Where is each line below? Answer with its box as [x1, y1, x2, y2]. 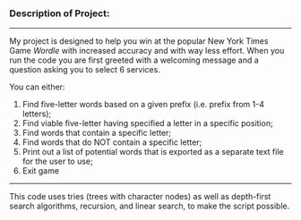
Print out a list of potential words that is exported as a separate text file [21, 147, 284, 157]
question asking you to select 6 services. [9, 64, 161, 75]
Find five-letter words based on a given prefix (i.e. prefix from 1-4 [21, 99, 264, 110]
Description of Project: [9, 7, 110, 20]
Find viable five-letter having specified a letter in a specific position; [21, 118, 273, 129]
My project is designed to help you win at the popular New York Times [9, 36, 269, 47]
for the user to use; [21, 156, 93, 167]
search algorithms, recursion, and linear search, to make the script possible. [9, 200, 290, 212]
